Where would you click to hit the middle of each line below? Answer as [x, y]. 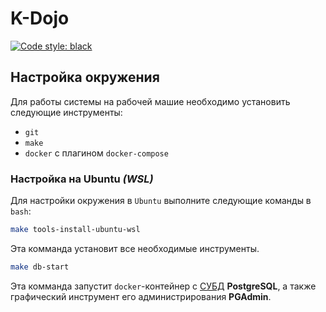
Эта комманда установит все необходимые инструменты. [135, 248]
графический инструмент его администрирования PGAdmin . [141, 296]
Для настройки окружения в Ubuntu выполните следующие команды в [161, 201]
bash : [21, 211]
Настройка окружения [85, 77]
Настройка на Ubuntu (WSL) [82, 179]
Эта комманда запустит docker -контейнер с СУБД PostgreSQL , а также [163, 286]
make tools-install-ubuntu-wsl [75, 230]
